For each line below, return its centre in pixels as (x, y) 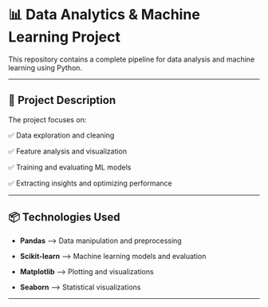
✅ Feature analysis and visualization (68, 151)
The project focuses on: (47, 119)
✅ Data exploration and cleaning (61, 135)
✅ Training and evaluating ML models (70, 167)
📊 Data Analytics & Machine (104, 15)
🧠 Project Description (62, 100)
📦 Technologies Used (65, 217)
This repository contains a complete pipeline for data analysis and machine (132, 59)
